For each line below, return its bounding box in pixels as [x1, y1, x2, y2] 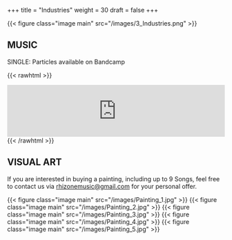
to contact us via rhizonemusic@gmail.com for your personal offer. [7, 182, 197, 190]
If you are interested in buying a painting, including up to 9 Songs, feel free [7, 174, 220, 183]
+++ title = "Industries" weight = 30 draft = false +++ [7, 6, 159, 14]
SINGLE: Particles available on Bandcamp [7, 57, 126, 66]
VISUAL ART [7, 156, 62, 168]
